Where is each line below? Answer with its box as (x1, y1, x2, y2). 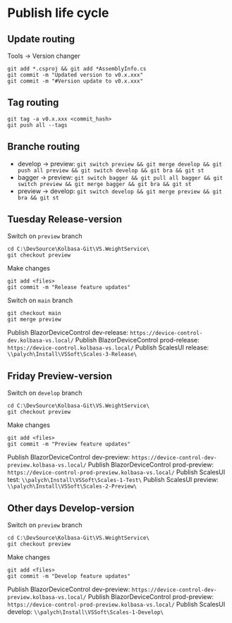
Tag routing (7, 97, 59, 109)
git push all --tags (7, 121, 68, 128)
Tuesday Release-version (7, 214, 122, 226)
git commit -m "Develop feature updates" (7, 573, 131, 580)
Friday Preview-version (7, 370, 113, 382)
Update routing (7, 33, 75, 45)
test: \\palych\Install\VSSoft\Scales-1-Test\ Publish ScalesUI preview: (7, 476, 219, 484)
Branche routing (7, 141, 80, 153)
